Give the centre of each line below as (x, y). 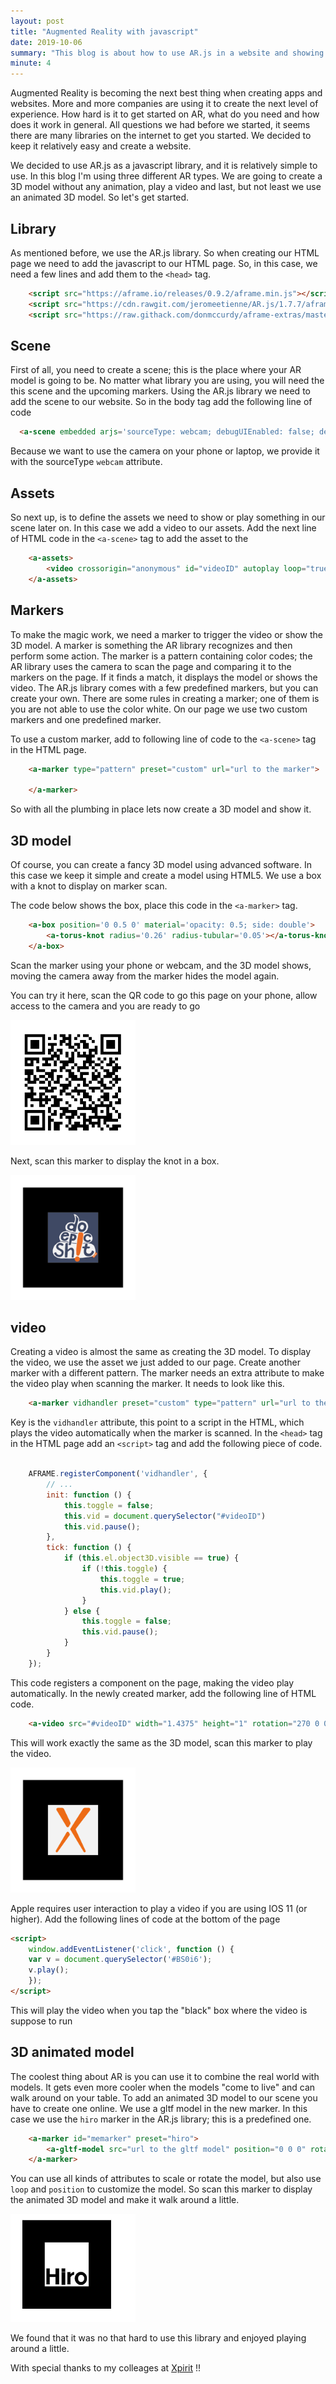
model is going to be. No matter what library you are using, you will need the (167, 381)
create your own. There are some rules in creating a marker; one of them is (165, 698)
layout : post (37, 21)
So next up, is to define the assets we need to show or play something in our (168, 517)
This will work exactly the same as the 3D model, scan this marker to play (161, 1742)
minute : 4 (31, 63)
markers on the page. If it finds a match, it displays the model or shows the (164, 677)
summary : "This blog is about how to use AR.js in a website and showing (167, 53)
